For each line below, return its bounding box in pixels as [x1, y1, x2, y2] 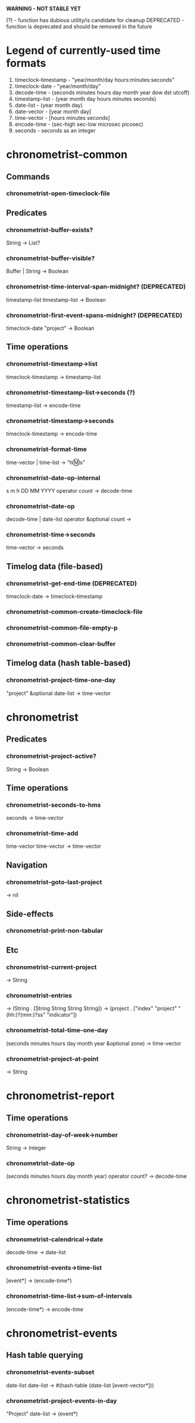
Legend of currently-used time [6, 44, 161, 57]
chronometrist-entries [6, 992, 73, 1000]
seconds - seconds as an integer [14, 126, 96, 134]
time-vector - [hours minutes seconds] [14, 114, 110, 121]
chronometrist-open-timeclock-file [6, 189, 110, 197]
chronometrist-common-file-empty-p [6, 623, 118, 632]
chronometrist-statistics [6, 1193, 130, 1207]
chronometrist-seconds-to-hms [6, 801, 101, 809]
